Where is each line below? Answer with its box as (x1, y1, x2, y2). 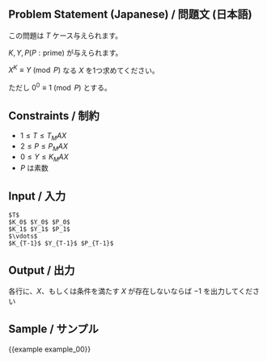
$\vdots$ (8, 233, 38, 241)
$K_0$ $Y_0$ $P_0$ (8, 218, 70, 226)
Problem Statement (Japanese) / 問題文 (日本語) (8, 7, 252, 22)
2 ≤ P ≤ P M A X (19, 141, 69, 153)
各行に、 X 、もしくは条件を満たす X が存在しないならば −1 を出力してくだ (8, 286, 253, 296)
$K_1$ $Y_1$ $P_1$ (8, 225, 70, 234)
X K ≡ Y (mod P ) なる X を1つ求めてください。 (8, 64, 159, 75)
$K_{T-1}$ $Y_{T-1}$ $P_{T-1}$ (8, 239, 114, 248)
